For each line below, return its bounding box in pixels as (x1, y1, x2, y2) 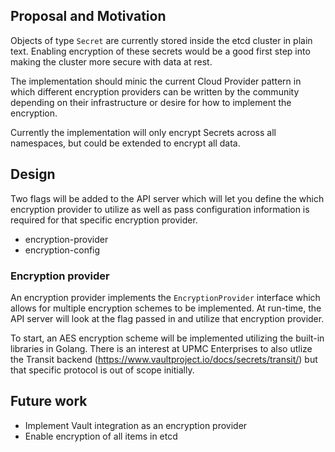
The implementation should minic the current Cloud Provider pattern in (10, 75, 302, 87)
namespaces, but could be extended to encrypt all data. (10, 137, 241, 149)
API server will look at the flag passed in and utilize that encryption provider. (10, 312, 325, 324)
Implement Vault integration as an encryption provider (24, 419, 248, 431)
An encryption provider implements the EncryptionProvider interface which (10, 291, 321, 303)
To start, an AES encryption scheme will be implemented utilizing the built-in (10, 332, 325, 344)
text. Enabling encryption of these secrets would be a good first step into (10, 45, 311, 57)
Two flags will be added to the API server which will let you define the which (10, 192, 325, 204)
